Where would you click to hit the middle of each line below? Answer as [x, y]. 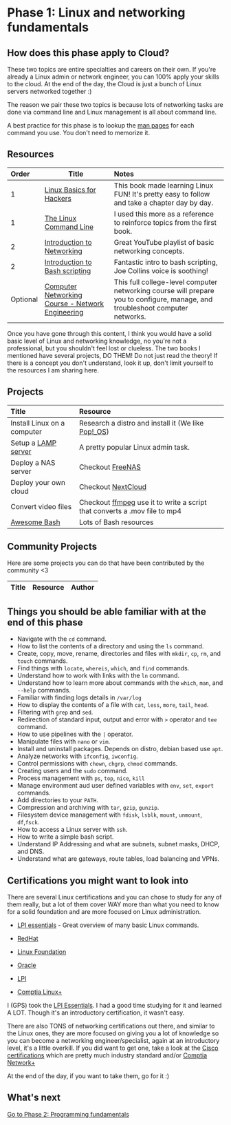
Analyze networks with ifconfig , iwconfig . [78, 756]
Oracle [26, 965]
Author [83, 588]
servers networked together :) [49, 91]
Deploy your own [38, 482]
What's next [34, 1098]
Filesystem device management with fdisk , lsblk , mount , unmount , [110, 815]
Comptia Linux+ [40, 992]
